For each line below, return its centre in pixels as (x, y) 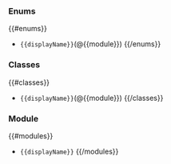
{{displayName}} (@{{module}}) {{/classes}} (91, 98)
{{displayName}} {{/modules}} (69, 151)
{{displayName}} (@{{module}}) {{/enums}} (90, 44)
